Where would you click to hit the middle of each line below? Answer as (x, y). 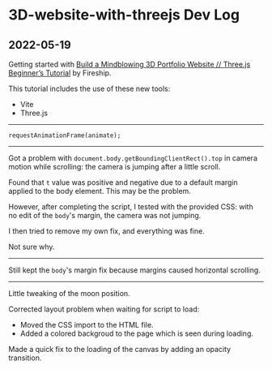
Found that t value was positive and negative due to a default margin (123, 182)
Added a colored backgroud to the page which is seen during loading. (136, 333)
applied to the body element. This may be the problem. (100, 191)
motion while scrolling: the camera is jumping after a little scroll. (115, 167)
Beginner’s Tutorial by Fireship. (60, 73)
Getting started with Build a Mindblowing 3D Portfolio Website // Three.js (130, 64)
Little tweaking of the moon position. (70, 293)
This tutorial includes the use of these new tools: (89, 88)
